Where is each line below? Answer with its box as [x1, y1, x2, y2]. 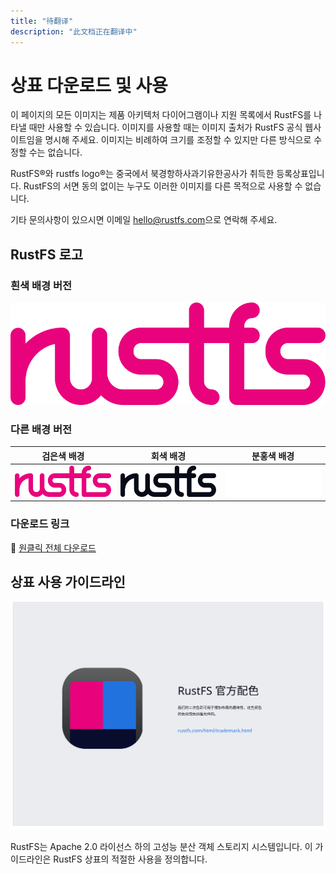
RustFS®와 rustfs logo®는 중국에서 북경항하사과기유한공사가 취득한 [10, 168, 275, 180]
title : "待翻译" [10, 16, 74, 26]
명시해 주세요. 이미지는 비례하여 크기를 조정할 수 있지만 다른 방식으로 [44, 134, 312, 146]
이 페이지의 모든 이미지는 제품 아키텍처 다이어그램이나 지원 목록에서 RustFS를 [10, 109, 312, 121]
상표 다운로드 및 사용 [10, 74, 168, 97]
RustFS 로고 [10, 246, 84, 263]
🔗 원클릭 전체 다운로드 [10, 541, 97, 554]
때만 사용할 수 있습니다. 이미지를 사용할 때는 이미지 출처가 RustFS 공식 [28, 121, 303, 134]
